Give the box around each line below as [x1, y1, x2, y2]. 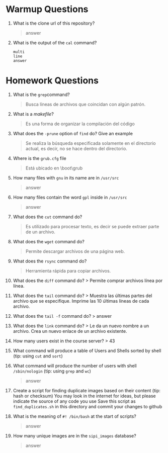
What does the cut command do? [13, 214, 82, 220]
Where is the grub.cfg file [13, 155, 67, 161]
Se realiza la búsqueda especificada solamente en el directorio [25, 140, 156, 146]
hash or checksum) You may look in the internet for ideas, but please [13, 393, 156, 399]
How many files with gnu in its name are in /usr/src [13, 174, 119, 180]
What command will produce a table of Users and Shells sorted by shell [13, 347, 161, 353]
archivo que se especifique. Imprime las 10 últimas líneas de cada [13, 298, 149, 304]
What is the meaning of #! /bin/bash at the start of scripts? [13, 413, 136, 419]
